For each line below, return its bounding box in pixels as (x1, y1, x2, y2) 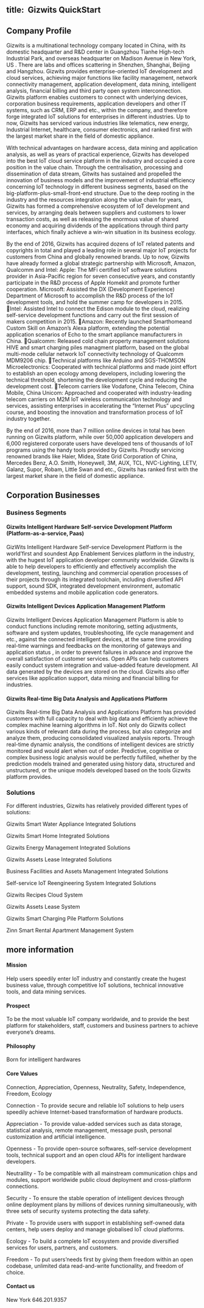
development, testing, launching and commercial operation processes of (6, 569, 189, 577)
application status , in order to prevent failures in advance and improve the (6, 649, 193, 656)
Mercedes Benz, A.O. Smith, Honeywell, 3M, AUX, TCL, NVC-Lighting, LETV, (6, 460, 198, 467)
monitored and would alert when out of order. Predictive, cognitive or (6, 747, 180, 755)
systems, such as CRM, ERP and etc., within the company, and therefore (6, 107, 188, 114)
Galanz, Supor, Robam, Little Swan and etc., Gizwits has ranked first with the (6, 466, 199, 473)
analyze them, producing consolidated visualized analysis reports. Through (6, 734, 195, 742)
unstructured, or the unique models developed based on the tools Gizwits (6, 767, 191, 774)
